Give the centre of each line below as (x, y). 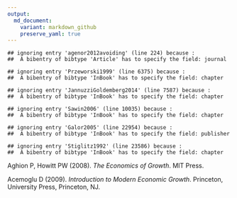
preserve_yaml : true (50, 34)
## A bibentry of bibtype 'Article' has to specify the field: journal (117, 60)
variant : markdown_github (59, 27)
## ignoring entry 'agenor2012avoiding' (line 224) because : (101, 53)
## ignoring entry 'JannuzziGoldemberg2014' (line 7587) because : (109, 90)
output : (19, 14)
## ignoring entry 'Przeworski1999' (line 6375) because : (97, 72)
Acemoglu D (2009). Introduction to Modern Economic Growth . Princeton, (115, 180)
